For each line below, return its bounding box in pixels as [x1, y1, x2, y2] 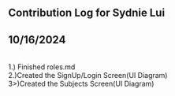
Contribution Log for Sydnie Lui [8, 6, 166, 20]
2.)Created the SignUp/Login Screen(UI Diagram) [8, 71, 168, 80]
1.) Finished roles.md [8, 62, 76, 72]
